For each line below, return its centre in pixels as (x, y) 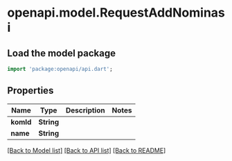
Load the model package (62, 53)
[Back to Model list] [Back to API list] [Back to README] (87, 150)
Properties (30, 91)
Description (85, 110)
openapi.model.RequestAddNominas (116, 13)
